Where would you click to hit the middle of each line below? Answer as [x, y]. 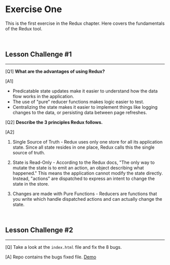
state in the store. [31, 184]
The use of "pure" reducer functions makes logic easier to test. [78, 102]
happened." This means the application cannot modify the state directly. [88, 173]
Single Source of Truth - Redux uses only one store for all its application [88, 142]
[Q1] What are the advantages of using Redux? [55, 71]
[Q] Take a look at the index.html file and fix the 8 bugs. [63, 247]
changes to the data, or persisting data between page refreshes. [80, 112]
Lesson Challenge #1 [39, 54]
